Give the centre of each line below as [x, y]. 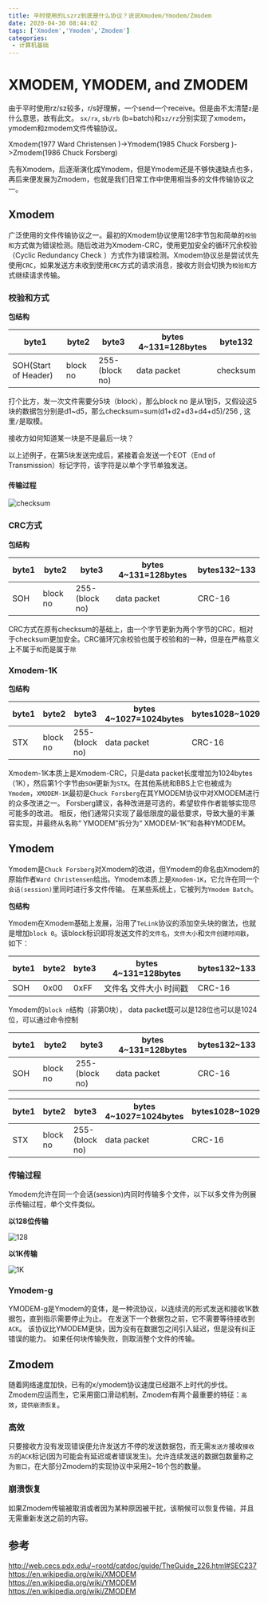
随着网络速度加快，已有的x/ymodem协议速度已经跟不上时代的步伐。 [120, 1385]
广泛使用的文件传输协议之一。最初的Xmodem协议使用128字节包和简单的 [127, 235]
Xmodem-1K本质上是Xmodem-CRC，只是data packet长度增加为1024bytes [130, 773]
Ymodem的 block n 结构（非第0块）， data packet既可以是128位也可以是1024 [133, 1010]
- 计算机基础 [30, 46]
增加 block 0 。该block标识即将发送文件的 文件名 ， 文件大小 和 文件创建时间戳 [130, 933]
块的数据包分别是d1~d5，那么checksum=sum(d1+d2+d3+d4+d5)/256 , [125, 411]
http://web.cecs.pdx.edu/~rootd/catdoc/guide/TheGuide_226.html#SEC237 [132, 1566]
